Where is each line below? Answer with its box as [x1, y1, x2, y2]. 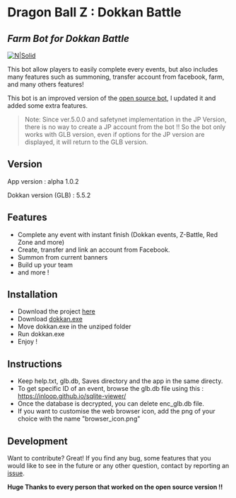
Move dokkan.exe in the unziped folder [17, 322, 132, 331]
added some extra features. [7, 101, 88, 110]
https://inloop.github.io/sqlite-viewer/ [17, 392, 126, 401]
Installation [7, 289, 58, 301]
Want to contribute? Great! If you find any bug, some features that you [7, 454, 211, 463]
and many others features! [7, 80, 85, 89]
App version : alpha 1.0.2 [7, 177, 79, 185]
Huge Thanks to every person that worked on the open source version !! [7, 483, 223, 492]
